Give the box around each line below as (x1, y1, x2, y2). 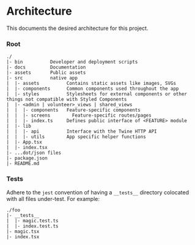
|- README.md (6, 161, 40, 167)
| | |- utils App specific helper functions (6, 134, 147, 140)
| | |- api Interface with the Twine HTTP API (6, 128, 157, 135)
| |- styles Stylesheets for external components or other (6, 91, 188, 97)
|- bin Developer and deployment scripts (6, 59, 138, 65)
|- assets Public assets (6, 70, 86, 76)
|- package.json (6, 155, 48, 161)
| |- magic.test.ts (6, 218, 59, 224)
